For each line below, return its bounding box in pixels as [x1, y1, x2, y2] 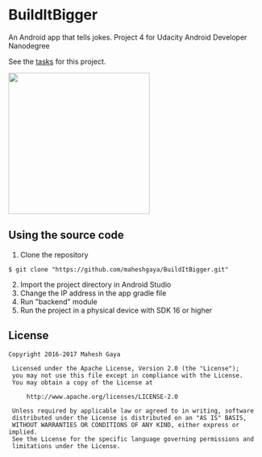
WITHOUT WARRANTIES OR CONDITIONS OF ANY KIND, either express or [11, 421, 240, 429]
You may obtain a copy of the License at [11, 378, 153, 387]
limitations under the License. [11, 442, 121, 450]
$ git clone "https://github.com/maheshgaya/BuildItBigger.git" [8, 265, 229, 274]
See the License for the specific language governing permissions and [11, 434, 254, 443]
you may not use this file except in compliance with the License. [11, 371, 243, 379]
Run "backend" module [19, 296, 98, 306]
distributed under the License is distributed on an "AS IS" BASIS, [11, 413, 247, 421]
